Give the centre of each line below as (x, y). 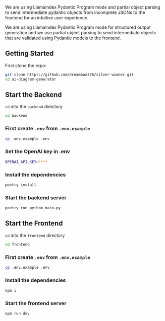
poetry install (21, 185)
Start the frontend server (36, 303)
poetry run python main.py (33, 208)
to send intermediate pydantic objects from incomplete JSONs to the (75, 12)
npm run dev (17, 314)
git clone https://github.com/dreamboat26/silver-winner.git (70, 75)
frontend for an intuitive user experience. (47, 18)
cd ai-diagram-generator (31, 79)
